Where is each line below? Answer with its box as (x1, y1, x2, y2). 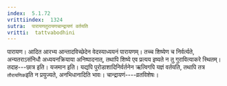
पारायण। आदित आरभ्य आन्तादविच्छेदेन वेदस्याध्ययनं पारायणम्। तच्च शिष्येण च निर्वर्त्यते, (7, 48, 195, 56)
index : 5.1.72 (7, 10, 51, 17)
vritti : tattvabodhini (7, 29, 76, 36)
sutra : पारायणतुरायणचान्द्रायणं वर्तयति (7, 23, 88, 29)
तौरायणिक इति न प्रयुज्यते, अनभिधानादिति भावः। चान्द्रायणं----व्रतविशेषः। (7, 71, 160, 79)
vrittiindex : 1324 (7, 16, 63, 23)
